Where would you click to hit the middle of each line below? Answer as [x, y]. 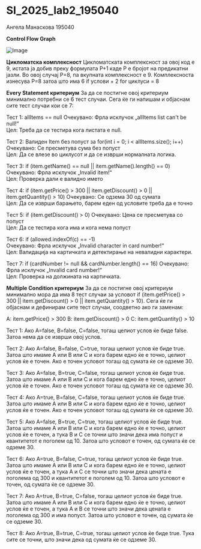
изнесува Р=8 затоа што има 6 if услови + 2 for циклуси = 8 [83, 81]
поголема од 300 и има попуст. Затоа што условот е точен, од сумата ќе [100, 515]
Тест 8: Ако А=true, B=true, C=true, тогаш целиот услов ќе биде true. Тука [100, 533]
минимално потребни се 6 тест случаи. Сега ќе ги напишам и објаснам [98, 99]
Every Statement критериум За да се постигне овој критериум [88, 93]
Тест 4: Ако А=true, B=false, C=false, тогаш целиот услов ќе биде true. [96, 397]
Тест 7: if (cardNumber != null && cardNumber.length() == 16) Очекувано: [97, 263]
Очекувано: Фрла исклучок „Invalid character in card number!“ [85, 245]
